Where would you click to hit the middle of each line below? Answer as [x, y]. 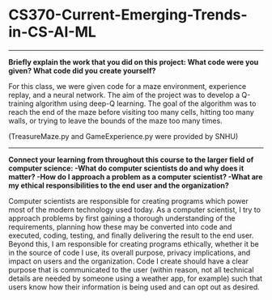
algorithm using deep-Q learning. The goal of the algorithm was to [146, 104]
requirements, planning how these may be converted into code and [120, 226]
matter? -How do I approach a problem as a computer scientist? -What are [136, 176]
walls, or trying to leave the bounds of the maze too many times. [115, 120]
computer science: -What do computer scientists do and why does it [126, 168]
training [21, 104]
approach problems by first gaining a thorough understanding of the [122, 218]
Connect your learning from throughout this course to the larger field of [131, 159]
